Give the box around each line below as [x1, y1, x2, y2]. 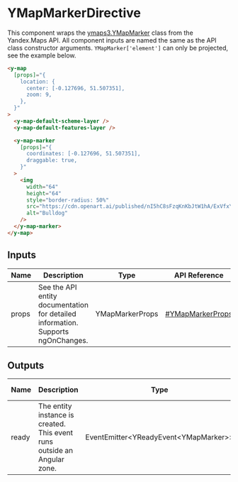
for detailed [38, 309, 76, 319]
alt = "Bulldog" [25, 209, 69, 217]
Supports [38, 327, 69, 336]
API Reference [174, 270, 224, 280]
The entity [38, 401, 72, 411]
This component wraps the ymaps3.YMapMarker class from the [7, 28, 193, 37]
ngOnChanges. [38, 335, 89, 345]
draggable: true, [25, 157, 78, 164]
